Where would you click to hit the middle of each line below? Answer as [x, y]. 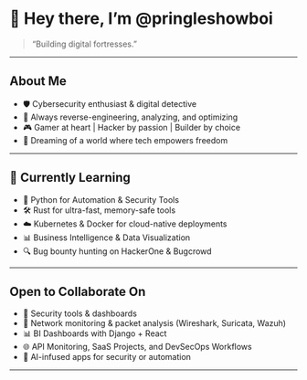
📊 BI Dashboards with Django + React [95, 333]
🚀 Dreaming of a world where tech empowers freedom [125, 140]
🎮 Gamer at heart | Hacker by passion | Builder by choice [131, 127]
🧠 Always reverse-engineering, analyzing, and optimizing [130, 117]
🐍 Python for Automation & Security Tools [101, 199]
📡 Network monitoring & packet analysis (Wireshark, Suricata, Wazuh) [154, 323]
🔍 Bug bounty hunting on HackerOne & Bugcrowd [117, 251]
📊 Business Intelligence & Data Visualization [106, 237]
